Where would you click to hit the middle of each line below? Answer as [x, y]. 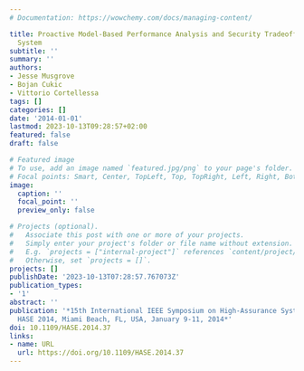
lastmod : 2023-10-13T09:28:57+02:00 [78, 127]
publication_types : [46, 286]
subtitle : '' [34, 51]
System [30, 43]
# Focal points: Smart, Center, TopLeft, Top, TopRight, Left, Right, [145, 176]
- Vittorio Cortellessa [54, 93]
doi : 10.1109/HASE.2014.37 [60, 328]
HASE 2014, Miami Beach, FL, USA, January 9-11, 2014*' [125, 319]
